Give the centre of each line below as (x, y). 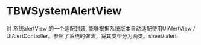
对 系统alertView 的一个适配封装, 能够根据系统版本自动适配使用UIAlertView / (101, 28)
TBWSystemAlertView (64, 11)
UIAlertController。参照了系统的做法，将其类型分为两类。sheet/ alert (91, 36)
